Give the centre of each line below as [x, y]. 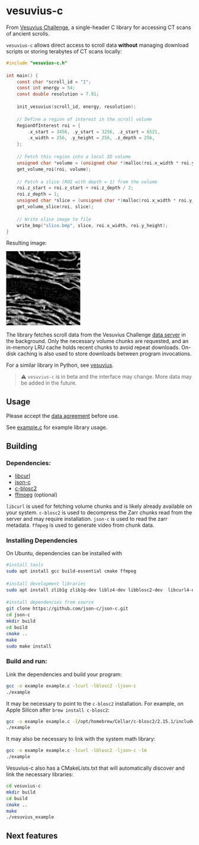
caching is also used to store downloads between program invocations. [105, 354]
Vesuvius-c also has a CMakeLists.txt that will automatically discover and [95, 768]
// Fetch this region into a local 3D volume [74, 157]
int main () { [22, 75]
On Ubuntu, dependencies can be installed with [64, 553]
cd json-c [18, 615]
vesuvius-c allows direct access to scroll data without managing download [97, 45]
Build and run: [27, 661]
